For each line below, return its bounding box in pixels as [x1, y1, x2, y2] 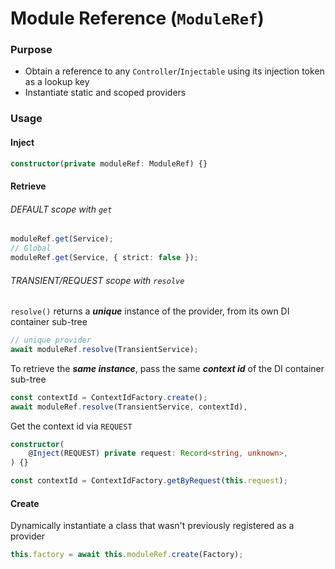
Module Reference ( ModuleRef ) [10, 7, 265, 30]
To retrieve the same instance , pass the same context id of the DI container [10, 362, 325, 374]
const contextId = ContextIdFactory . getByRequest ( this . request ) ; [10, 476, 288, 486]
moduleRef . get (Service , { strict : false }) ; [10, 253, 199, 263]
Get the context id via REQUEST [10, 420, 133, 432]
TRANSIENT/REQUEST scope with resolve [10, 274, 185, 286]
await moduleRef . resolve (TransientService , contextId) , [10, 402, 248, 412]
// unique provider [10, 335, 92, 346]
